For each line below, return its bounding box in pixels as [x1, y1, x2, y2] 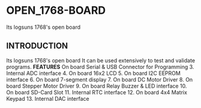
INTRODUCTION [6, 41, 68, 51]
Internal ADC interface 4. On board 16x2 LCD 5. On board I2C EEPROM [6, 70, 181, 77]
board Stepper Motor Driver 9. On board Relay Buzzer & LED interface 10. [6, 82, 187, 89]
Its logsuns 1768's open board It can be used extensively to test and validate [6, 56, 196, 64]
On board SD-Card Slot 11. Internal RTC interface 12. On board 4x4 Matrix [6, 88, 188, 96]
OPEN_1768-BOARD [6, 4, 106, 17]
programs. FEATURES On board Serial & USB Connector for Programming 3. [6, 63, 194, 70]
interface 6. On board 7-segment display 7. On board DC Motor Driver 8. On [6, 76, 193, 83]
